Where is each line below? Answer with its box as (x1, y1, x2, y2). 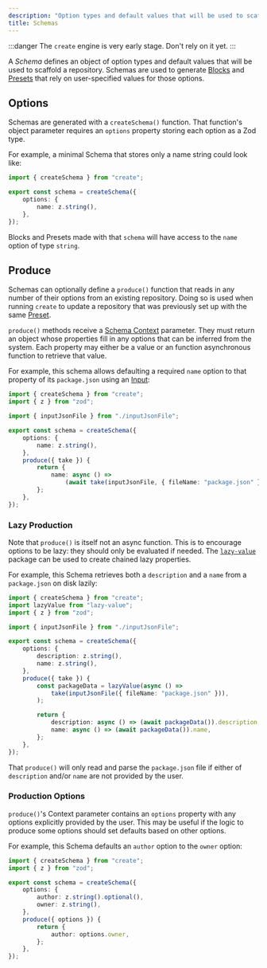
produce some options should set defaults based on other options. (8, 825, 226, 835)
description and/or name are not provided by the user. (8, 770, 184, 781)
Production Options (8, 790, 86, 801)
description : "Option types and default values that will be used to (8, 11, 244, 20)
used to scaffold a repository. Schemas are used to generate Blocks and (8, 65, 245, 74)
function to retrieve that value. (8, 351, 107, 361)
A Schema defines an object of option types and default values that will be (8, 57, 253, 66)
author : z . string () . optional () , (37, 893, 145, 901)
